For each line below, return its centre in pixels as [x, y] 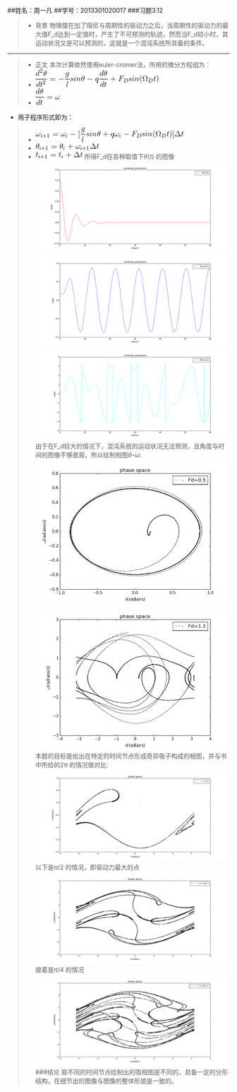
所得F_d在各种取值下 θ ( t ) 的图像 [129, 156]
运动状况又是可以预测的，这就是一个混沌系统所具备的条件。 [122, 43]
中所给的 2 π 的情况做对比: [72, 765]
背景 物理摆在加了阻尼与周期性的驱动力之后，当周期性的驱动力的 [129, 25]
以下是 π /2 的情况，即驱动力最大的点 [87, 867]
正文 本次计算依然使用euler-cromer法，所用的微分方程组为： [123, 65]
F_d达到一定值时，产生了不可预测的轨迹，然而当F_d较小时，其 [138, 34]
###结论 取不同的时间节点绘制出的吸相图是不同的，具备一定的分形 [132, 1072]
